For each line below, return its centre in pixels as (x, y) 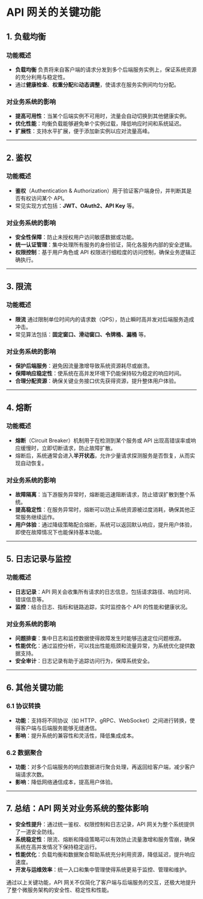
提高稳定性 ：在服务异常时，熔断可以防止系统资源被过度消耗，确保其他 (102, 510)
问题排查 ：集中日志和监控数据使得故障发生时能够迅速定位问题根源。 (100, 638)
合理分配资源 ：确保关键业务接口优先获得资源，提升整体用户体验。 (97, 381)
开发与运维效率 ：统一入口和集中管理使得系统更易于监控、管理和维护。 (102, 869)
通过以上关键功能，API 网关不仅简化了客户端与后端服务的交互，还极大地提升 (101, 882)
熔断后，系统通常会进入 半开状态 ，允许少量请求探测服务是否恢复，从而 (102, 455)
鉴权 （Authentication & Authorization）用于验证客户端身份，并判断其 (101, 190)
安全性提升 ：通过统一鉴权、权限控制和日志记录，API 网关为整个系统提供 (105, 824)
